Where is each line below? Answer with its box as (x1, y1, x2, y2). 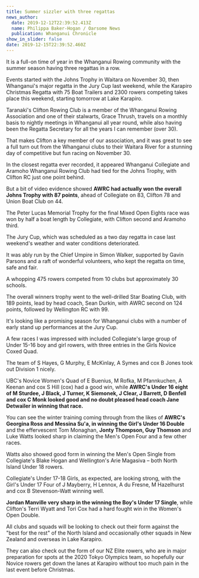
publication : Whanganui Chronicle (11, 31, 97, 37)
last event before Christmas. (6, 566, 75, 573)
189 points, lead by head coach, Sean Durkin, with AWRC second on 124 (6, 299, 182, 307)
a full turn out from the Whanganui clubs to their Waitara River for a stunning (6, 143, 192, 150)
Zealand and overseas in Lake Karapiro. (6, 535, 103, 542)
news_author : (6, 14, 38, 20)
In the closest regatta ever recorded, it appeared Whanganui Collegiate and (6, 161, 190, 168)
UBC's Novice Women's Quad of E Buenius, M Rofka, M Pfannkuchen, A (6, 377, 182, 384)
